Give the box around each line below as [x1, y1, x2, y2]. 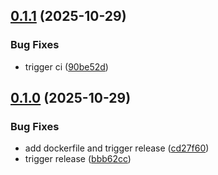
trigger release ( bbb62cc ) [24, 153, 132, 165]
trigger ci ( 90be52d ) [24, 60, 109, 73]
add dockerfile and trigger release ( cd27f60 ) [24, 142, 210, 154]
